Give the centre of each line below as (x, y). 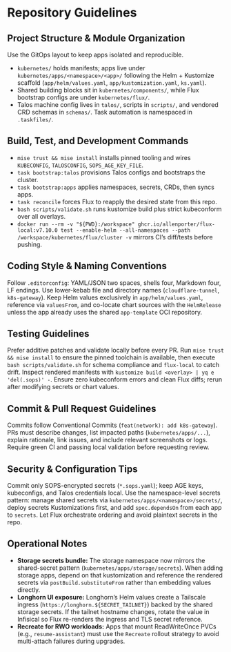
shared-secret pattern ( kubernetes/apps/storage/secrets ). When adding (120, 568)
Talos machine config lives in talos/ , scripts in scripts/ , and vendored (118, 105)
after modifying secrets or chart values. (63, 387)
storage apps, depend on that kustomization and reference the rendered (120, 575)
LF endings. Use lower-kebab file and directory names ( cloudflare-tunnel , (113, 290)
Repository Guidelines (72, 13)
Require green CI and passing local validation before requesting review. (109, 447)
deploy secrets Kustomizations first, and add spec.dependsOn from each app (114, 508)
